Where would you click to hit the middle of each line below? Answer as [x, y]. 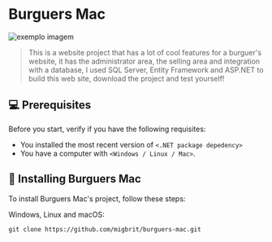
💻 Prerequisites [50, 106]
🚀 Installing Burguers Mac [75, 179]
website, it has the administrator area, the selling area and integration [144, 61]
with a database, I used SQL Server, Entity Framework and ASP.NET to [146, 69]
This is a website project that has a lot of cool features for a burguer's [145, 52]
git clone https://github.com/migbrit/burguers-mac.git [105, 229]
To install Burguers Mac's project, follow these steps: [97, 198]
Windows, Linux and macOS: [56, 214]
